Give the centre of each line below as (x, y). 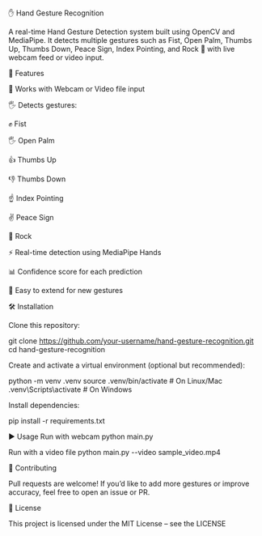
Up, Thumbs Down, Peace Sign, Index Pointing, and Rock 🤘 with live (122, 49)
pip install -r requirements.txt (57, 421)
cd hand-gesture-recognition (57, 349)
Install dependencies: (44, 405)
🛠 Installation (31, 306)
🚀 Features (26, 73)
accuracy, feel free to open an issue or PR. (79, 492)
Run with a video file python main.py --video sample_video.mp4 (114, 452)
